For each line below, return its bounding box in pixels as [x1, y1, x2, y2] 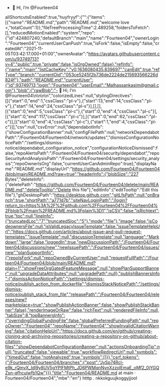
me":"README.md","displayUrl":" [5, 166, 73, 172]
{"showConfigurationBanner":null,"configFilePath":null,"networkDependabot [5, 129, 160, 135]
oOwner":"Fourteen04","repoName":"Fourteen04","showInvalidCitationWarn [5, 323, 160, 328]
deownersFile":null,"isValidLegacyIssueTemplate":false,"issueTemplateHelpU [5, 224, 160, 229]
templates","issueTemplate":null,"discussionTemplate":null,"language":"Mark [5, 234, 160, 240]
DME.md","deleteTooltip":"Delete [5, 187, 71, 193]
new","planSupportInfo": [5, 250, 54, 256]
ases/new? [5, 297, 27, 302]
